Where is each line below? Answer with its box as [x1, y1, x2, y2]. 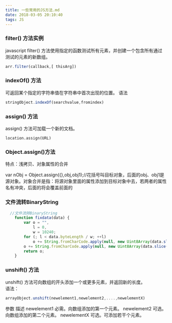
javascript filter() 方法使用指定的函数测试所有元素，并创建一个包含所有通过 [5, 47, 163, 54]
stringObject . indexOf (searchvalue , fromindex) [5, 100, 104, 105]
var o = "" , [24, 220, 50, 225]
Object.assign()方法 [5, 148, 56, 155]
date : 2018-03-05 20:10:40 [5, 12, 63, 17]
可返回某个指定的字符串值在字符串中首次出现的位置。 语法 [5, 89, 128, 96]
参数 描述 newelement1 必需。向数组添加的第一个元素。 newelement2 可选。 [5, 305, 166, 312]
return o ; [24, 248, 45, 253]
